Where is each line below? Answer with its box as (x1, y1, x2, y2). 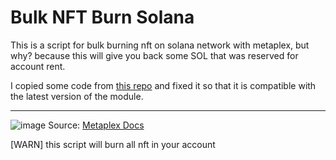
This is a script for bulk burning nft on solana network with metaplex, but (10, 39, 310, 51)
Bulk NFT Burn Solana (10, 6, 195, 29)
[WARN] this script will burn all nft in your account (10, 138, 216, 150)
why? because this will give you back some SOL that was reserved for (10, 49, 299, 61)
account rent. (10, 60, 66, 72)
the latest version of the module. (10, 90, 144, 102)
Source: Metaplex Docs (48, 119, 145, 131)
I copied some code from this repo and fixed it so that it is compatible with (10, 79, 317, 91)
